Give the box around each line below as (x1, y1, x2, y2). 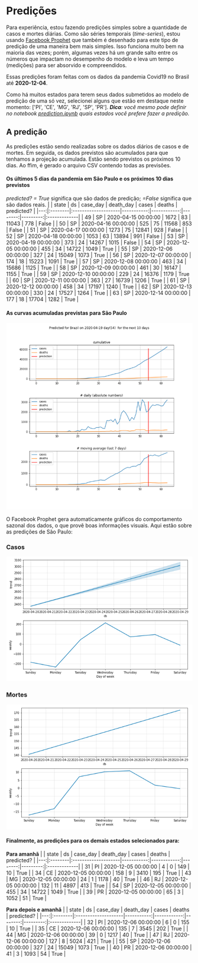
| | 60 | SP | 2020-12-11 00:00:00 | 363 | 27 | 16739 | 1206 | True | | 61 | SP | (6, 276, 190, 284)
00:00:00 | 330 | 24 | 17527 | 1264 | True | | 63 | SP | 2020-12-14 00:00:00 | (6, 289, 191, 296)
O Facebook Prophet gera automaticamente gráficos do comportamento (6, 516, 182, 523)
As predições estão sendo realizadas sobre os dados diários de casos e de (6, 142, 189, 150)
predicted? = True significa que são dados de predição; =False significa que (6, 195, 192, 202)
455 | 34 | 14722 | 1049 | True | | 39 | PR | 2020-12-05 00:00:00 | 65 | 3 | (6, 888, 184, 895)
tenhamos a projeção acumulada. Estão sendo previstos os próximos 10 (6, 155, 181, 163)
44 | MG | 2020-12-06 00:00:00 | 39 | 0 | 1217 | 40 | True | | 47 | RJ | (6, 931, 173, 938)
